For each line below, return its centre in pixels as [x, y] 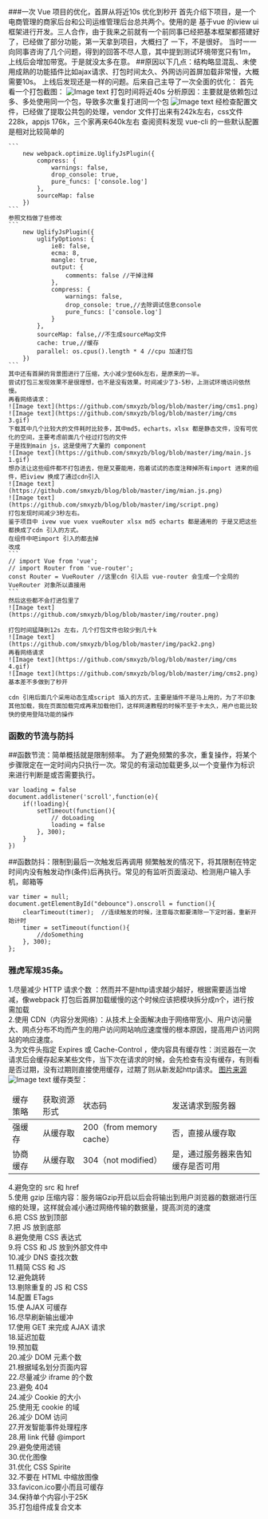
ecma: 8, [65, 253]
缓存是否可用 [196, 1166]
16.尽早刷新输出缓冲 [41, 1317]
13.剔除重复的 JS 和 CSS [48, 1287]
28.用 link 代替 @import [47, 1437]
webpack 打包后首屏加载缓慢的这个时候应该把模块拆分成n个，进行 [138, 999]
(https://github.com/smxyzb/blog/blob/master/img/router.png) [114, 614]
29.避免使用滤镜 [35, 1447]
